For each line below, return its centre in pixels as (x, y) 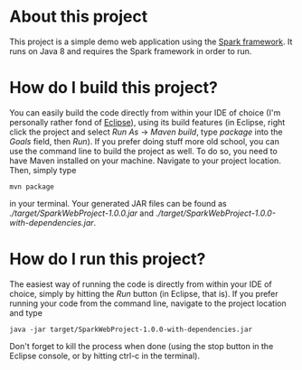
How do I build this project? (114, 88)
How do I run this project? (108, 259)
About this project (79, 17)
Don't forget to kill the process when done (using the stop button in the (142, 346)
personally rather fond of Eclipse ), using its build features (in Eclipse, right (147, 122)
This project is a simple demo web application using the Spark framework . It (151, 42)
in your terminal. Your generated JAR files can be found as (118, 203)
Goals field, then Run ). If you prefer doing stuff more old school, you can (145, 141)
